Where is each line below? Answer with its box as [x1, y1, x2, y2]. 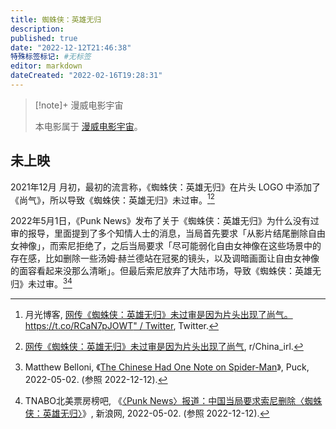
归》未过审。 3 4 [10, 276, 73, 290]
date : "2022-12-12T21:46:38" [10, 42, 132, 53]
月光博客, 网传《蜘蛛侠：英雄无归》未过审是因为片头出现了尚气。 [24, 309, 293, 320]
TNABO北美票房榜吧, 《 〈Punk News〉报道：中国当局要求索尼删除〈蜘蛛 [24, 395, 323, 406]
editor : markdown [10, 61, 83, 71]
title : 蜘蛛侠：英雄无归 [10, 14, 102, 25]
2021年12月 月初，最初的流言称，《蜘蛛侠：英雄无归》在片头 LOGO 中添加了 [10, 181, 322, 193]
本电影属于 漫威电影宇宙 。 [34, 120, 143, 132]
